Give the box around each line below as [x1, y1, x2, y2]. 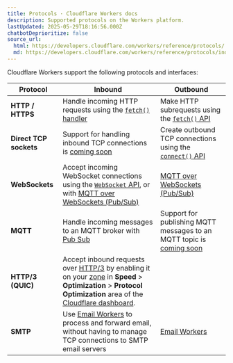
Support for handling [62, 129, 130, 139]
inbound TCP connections [62, 138, 148, 147]
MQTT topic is [160, 234, 207, 244]
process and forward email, [62, 318, 152, 328]
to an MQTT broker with [62, 225, 140, 235]
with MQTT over [62, 188, 116, 198]
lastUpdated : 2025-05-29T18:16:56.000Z [7, 23, 123, 30]
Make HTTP [160, 96, 199, 106]
